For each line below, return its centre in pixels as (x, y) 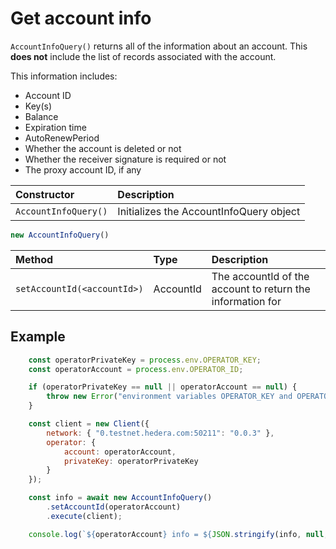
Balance (41, 116)
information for (246, 301)
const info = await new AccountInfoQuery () (120, 498)
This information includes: (64, 76)
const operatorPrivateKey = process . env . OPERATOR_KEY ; (145, 360)
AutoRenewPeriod (62, 138)
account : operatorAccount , (120, 452)
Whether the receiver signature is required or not (125, 159)
